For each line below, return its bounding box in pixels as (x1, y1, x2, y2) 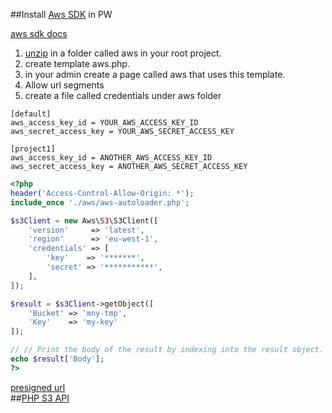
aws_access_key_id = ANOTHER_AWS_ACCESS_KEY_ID (10, 153, 213, 163)
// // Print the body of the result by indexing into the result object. (10, 345, 325, 355)
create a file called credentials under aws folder (24, 90, 222, 101)
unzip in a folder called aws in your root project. (24, 47, 222, 59)
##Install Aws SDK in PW (10, 9, 113, 20)
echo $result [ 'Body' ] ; (10, 354, 105, 364)
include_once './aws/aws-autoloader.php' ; (10, 197, 190, 208)
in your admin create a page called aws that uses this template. (24, 69, 286, 80)
